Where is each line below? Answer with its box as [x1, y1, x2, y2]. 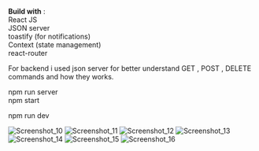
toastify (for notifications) [8, 31, 91, 41]
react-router [8, 49, 48, 57]
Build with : [8, 7, 46, 16]
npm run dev [8, 111, 50, 120]
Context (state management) [8, 40, 102, 50]
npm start [8, 96, 40, 105]
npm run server [8, 87, 58, 97]
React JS [8, 15, 38, 24]
